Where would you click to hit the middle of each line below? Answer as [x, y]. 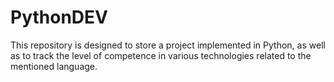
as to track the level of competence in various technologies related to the [161, 55]
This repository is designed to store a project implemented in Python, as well [168, 45]
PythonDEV [59, 17]
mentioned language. [54, 66]
